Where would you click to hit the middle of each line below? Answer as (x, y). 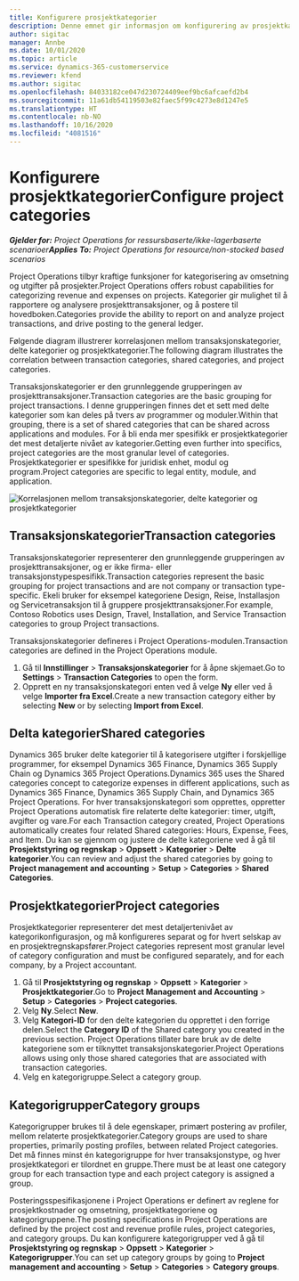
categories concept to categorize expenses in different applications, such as (149, 783)
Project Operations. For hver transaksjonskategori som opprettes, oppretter (147, 802)
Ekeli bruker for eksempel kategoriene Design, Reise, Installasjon (162, 595)
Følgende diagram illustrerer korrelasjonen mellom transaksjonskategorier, (145, 340)
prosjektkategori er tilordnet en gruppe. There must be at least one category (148, 1164)
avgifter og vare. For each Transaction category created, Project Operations (147, 821)
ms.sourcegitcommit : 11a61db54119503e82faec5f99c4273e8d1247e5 (129, 100)
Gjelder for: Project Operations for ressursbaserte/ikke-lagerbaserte (135, 240)
